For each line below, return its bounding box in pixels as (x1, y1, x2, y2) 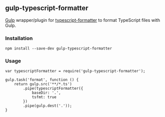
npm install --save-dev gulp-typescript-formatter (5, 46, 112, 51)
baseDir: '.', (31, 90, 61, 96)
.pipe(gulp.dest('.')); (23, 104, 72, 109)
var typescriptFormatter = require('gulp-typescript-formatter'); (5, 69, 146, 74)
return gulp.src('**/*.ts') (14, 82, 72, 87)
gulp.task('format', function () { (5, 77, 79, 82)
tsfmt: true (31, 95, 57, 100)
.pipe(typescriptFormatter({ (23, 86, 83, 91)
